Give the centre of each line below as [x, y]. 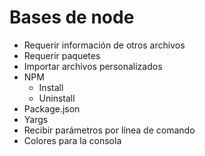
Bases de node [72, 17]
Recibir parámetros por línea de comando [109, 130]
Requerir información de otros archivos [104, 45]
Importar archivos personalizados [93, 66]
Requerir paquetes [62, 55]
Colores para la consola [72, 140]
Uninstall [57, 98]
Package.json [52, 108]
